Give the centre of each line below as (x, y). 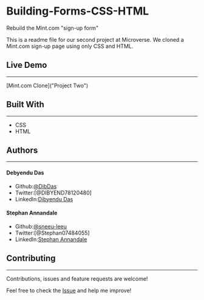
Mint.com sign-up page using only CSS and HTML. (70, 46)
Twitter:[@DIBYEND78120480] (53, 193)
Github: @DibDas (36, 186)
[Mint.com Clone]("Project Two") (47, 85)
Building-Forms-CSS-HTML (78, 11)
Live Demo (27, 65)
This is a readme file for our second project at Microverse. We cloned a (95, 39)
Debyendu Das (25, 172)
